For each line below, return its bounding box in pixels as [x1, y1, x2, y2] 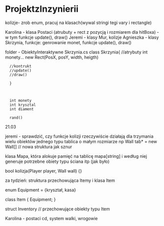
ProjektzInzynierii [5, 3, 79, 15]
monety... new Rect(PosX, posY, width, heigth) [5, 54, 99, 60]
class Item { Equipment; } [5, 196, 56, 202]
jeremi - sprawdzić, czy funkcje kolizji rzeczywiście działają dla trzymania [5, 133, 154, 139]
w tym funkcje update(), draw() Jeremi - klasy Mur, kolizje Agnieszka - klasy [5, 34, 159, 40]
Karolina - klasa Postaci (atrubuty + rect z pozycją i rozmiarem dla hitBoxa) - [5, 29, 159, 35]
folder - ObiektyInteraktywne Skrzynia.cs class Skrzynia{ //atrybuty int [5, 49, 148, 55]
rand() [9, 115, 23, 120]
